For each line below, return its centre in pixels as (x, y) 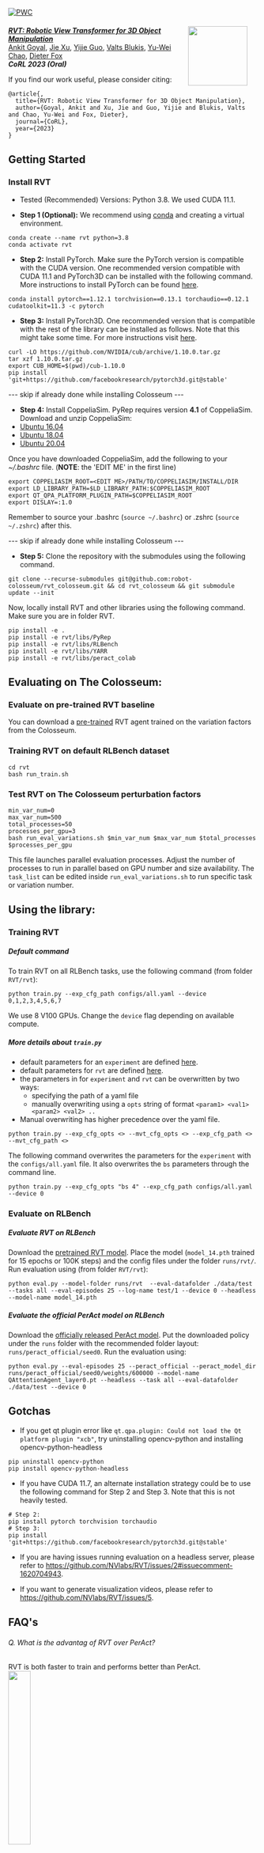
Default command (39, 951)
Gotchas (30, 1411)
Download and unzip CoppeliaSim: (76, 418)
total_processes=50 (40, 824)
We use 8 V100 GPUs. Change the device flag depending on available (121, 1016)
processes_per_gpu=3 (42, 831)
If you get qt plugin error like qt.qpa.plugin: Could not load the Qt (130, 1430)
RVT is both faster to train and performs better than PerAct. (105, 1667)
